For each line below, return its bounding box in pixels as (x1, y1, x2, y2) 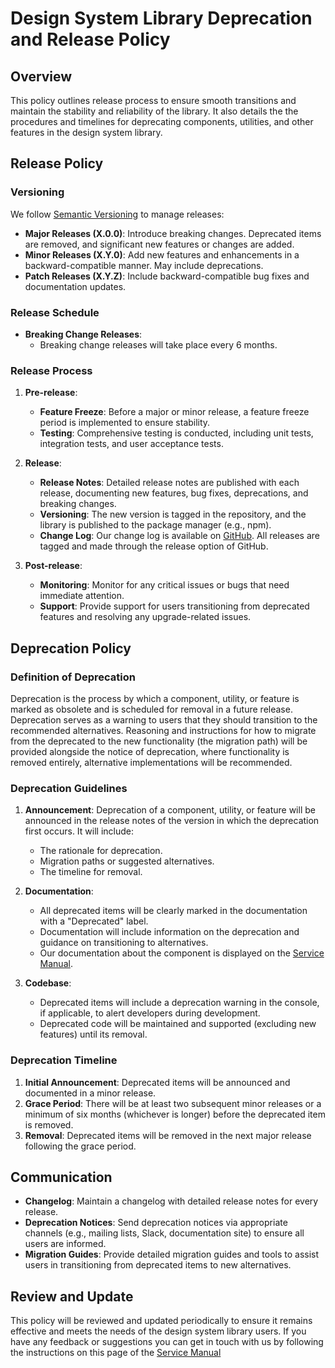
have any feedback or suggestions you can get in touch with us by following (10, 1336, 324, 1348)
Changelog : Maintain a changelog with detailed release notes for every (24, 1195, 319, 1207)
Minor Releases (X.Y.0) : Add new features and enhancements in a (24, 248, 300, 261)
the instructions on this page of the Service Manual (10, 1347, 222, 1359)
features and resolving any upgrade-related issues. (39, 611, 252, 623)
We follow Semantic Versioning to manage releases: (10, 208, 225, 220)
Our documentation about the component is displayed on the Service (39, 947, 325, 959)
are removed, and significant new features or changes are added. (24, 238, 295, 250)
